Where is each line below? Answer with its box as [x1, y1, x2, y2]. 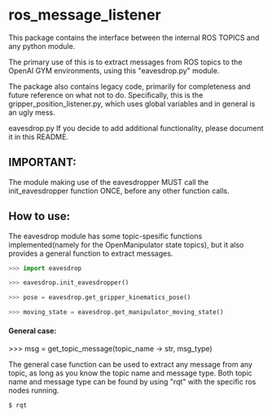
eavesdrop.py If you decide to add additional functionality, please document [8, 123, 264, 133]
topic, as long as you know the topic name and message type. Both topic [8, 368, 252, 378]
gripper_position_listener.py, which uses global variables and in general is [8, 99, 256, 108]
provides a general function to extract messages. [8, 248, 173, 258]
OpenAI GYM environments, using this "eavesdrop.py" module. [8, 65, 220, 75]
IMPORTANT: [8, 156, 77, 169]
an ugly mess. [8, 108, 55, 117]
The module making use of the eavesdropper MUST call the [8, 177, 209, 187]
